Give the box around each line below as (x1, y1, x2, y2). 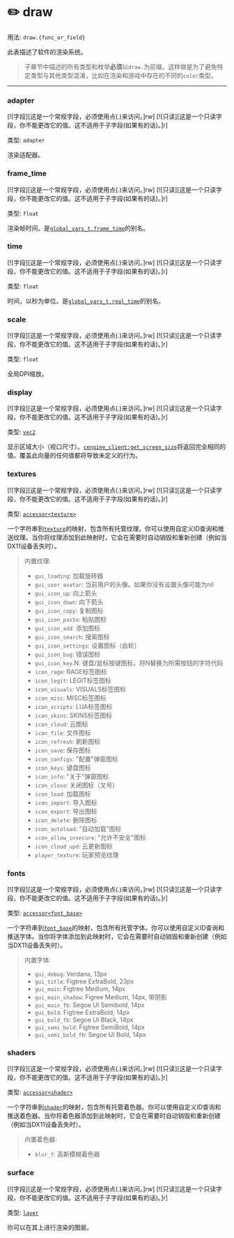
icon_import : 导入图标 (34, 798, 97, 807)
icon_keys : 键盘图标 (34, 763, 92, 772)
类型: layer (7, 1208, 39, 1216)
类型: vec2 (7, 428, 36, 436)
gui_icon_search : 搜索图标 (34, 632, 110, 641)
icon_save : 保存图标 (34, 746, 92, 754)
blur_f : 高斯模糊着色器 (34, 1150, 100, 1158)
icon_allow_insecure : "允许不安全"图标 (34, 833, 146, 842)
